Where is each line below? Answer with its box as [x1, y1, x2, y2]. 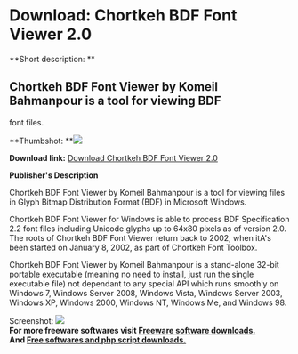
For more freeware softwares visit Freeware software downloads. [9, 325, 256, 335]
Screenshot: [9, 315, 54, 326]
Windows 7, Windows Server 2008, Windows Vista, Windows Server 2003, [9, 287, 283, 298]
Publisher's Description [9, 170, 99, 181]
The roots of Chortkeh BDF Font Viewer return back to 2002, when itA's [9, 232, 271, 243]
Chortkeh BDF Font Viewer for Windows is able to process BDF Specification [9, 213, 291, 224]
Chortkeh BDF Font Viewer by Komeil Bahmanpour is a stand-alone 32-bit [9, 259, 280, 270]
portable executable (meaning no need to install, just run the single [9, 269, 254, 279]
